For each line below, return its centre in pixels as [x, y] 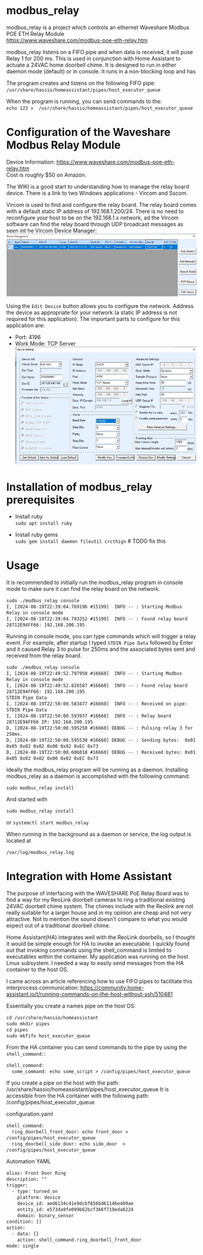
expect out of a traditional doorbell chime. [58, 926]
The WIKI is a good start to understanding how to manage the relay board [98, 186]
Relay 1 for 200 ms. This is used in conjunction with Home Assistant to [94, 58]
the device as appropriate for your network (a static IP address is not [92, 312]
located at [19, 841]
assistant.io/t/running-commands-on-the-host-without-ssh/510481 [90, 994]
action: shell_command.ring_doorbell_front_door [79, 1240]
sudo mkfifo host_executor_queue [48, 1036]
